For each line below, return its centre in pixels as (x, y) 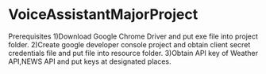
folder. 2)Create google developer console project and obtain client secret (129, 44)
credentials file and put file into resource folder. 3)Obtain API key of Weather (133, 53)
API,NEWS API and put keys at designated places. (90, 61)
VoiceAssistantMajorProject (103, 15)
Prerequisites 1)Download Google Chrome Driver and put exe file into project (133, 36)
